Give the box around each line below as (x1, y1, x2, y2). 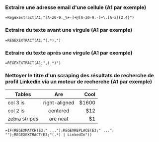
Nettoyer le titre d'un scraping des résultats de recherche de (5, 72, 154, 79)
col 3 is (7, 99, 25, 106)
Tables (14, 91, 31, 98)
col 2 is (7, 107, 25, 114)
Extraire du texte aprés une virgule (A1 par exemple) (5, 49, 133, 56)
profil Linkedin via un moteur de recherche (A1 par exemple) (5, 78, 153, 85)
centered (48, 107, 70, 114)
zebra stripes (7, 115, 39, 122)
